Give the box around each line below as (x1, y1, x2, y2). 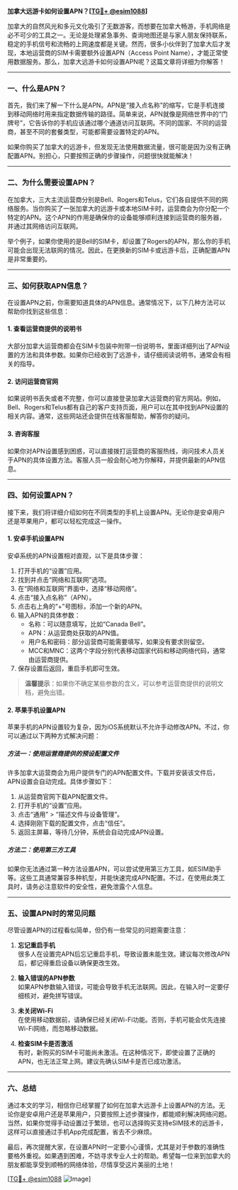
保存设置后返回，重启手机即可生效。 (17, 664, 124, 673)
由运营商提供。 (28, 656, 72, 663)
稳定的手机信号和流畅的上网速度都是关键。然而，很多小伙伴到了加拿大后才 (7, 40, 225, 48)
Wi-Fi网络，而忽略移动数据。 (17, 1025, 103, 1033)
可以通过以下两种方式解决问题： (7, 732, 101, 740)
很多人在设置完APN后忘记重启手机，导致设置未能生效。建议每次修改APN (17, 950, 230, 959)
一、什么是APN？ (7, 83, 67, 93)
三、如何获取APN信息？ (7, 280, 89, 290)
